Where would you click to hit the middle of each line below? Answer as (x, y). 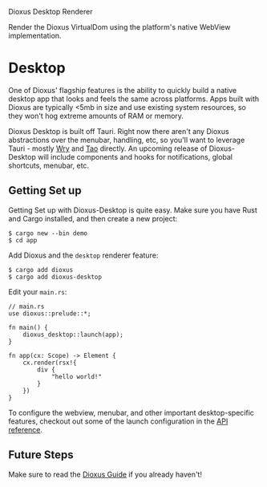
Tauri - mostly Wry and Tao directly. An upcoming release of (108, 148)
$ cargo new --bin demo (48, 233)
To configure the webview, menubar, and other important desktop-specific (131, 412)
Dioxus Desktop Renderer (51, 12)
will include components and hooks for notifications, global (135, 156)
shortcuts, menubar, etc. (49, 165)
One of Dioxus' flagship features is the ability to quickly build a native (123, 90)
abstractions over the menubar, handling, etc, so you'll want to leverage (127, 140)
